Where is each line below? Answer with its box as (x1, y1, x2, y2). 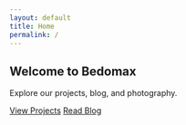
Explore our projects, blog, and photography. (9, 88, 178, 99)
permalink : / (9, 30, 59, 39)
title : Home (9, 22, 55, 31)
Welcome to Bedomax (9, 63, 137, 79)
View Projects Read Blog (9, 105, 102, 116)
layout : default (9, 13, 71, 23)
